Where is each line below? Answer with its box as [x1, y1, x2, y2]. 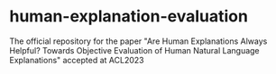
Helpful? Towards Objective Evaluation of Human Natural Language [9, 45, 260, 55]
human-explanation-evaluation [9, 6, 248, 27]
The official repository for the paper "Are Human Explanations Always [9, 36, 268, 46]
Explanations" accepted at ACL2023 [9, 54, 144, 65]
